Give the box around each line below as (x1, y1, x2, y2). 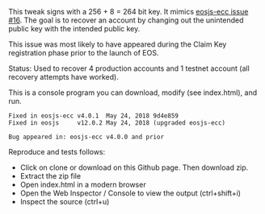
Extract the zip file (19, 171, 82, 180)
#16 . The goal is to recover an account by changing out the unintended (8, 15, 244, 25)
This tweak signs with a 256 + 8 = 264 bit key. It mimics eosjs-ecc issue (8, 7, 249, 16)
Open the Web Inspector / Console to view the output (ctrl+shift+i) (19, 188, 241, 198)
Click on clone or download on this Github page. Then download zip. (19, 163, 249, 172)
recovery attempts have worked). (8, 72, 119, 81)
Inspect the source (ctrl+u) (19, 197, 110, 206)
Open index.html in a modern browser (19, 180, 147, 189)
